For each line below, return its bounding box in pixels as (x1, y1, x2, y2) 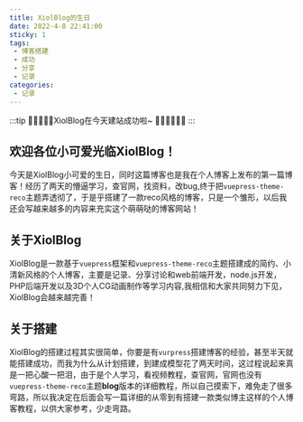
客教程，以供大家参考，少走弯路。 (9, 403, 136, 414)
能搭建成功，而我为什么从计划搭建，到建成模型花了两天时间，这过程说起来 (9, 358, 286, 369)
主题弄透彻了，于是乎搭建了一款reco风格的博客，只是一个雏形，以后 (25, 192, 280, 203)
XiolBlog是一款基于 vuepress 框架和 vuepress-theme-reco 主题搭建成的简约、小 (9, 258, 291, 269)
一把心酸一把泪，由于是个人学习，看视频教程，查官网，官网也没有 (16, 369, 262, 380)
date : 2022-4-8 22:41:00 (9, 22, 103, 31)
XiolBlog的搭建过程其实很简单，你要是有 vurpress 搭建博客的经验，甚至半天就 (9, 346, 294, 357)
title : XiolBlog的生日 (9, 13, 91, 23)
